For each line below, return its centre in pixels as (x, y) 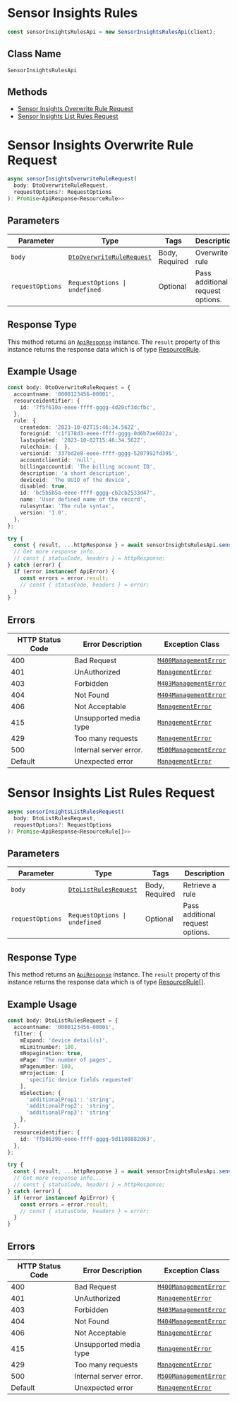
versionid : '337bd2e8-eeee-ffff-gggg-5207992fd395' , (99, 454)
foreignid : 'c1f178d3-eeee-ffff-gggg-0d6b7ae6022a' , (99, 434)
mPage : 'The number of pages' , (66, 1060)
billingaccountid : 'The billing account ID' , (88, 466)
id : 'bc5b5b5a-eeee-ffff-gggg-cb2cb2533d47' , (88, 493)
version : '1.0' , (44, 512)
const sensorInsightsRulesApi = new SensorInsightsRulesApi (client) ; (112, 32)
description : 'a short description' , (75, 473)
